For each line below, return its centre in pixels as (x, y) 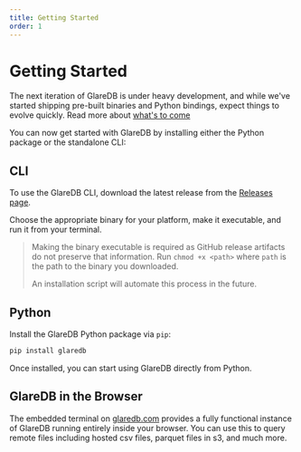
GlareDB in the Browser (76, 396)
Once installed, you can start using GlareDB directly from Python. (131, 368)
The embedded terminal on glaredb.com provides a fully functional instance (150, 418)
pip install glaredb (48, 351)
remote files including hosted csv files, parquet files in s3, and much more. (148, 438)
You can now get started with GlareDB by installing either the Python (137, 133)
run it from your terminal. (56, 230)
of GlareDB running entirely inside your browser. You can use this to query (148, 428)
